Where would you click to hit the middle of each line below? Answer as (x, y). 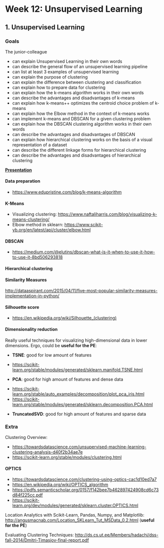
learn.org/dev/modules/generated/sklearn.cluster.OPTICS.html (75, 506)
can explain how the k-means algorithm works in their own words (78, 92)
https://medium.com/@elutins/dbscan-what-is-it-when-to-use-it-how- (83, 252)
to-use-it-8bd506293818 (37, 257)
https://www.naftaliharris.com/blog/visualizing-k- (108, 214)
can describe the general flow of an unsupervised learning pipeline (80, 66)
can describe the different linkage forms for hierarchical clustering (79, 150)
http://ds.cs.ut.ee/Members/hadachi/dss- (117, 535)
